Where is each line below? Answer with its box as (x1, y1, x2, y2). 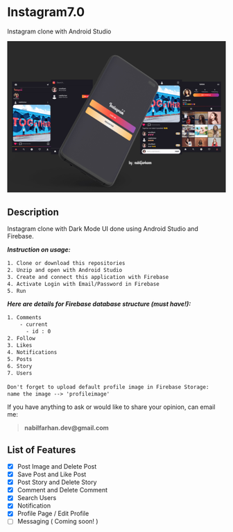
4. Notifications (7, 349, 58, 356)
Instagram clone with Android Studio (7, 27, 112, 35)
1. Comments (7, 314, 42, 321)
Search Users (17, 494, 57, 502)
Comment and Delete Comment (17, 486, 108, 494)
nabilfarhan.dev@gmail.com (24, 424, 109, 432)
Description (7, 206, 59, 218)
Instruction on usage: (7, 245, 71, 254)
